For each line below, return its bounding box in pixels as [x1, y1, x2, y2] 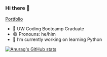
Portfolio [5, 16, 23, 22]
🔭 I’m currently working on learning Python [12, 36, 102, 42]
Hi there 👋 [5, 5, 30, 12]
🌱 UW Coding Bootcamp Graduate [12, 26, 85, 32]
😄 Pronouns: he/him [12, 31, 56, 37]
